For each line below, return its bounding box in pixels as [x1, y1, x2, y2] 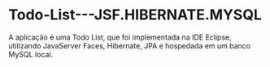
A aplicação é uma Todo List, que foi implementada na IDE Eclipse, [8, 32, 232, 42]
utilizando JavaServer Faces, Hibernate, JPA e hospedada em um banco [8, 40, 251, 50]
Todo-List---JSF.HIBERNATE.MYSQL [8, 6, 263, 24]
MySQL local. [8, 49, 54, 59]
